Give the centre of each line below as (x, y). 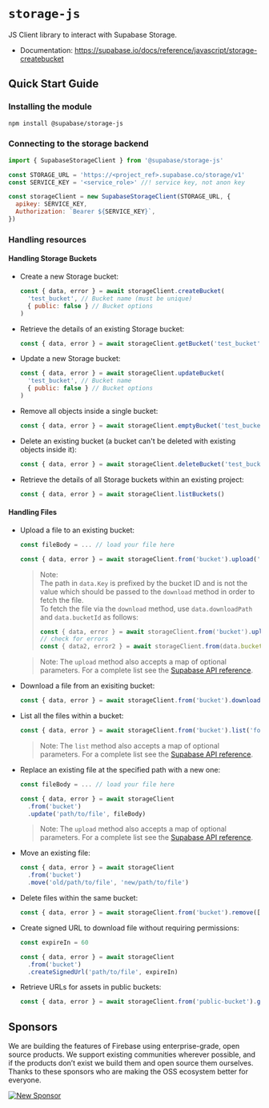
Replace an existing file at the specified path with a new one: (120, 769)
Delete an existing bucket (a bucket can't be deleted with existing (128, 441)
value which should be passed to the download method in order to (147, 592)
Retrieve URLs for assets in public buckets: (90, 987)
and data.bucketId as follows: (89, 617)
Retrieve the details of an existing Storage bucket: (102, 329)
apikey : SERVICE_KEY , (52, 204)
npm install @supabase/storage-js (66, 123)
